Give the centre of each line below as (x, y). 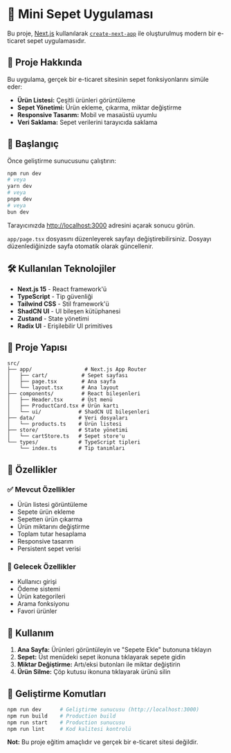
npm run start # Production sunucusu (66, 722)
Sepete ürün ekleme (46, 512)
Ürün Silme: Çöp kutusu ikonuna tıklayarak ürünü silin (94, 672)
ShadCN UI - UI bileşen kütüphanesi (69, 311)
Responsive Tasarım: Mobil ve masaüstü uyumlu (87, 114)
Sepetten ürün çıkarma (50, 519)
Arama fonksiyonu (43, 604)
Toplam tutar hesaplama (52, 534)
